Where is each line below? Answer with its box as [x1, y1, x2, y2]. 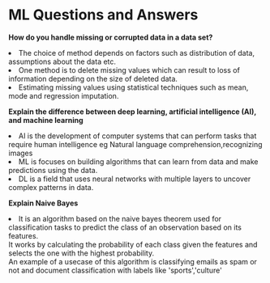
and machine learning [8, 115, 84, 125]
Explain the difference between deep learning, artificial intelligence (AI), [8, 107, 257, 116]
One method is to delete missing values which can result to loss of [19, 65, 241, 74]
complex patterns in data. [8, 182, 94, 192]
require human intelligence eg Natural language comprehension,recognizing [8, 139, 263, 149]
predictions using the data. [8, 165, 98, 175]
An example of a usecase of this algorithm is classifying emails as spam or [8, 256, 258, 266]
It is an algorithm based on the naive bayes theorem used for [19, 213, 221, 223]
